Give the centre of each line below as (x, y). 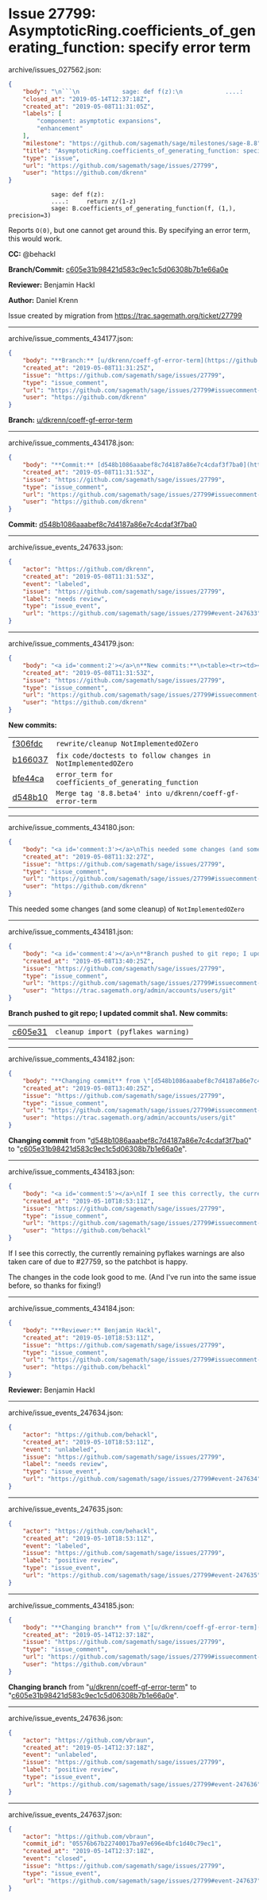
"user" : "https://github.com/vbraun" (85, 1665)
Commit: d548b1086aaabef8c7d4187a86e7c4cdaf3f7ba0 (103, 525)
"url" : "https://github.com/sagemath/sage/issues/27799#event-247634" (142, 1479)
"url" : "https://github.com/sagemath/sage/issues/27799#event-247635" (142, 1576)
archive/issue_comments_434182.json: (72, 1059)
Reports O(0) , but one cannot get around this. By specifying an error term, (130, 231)
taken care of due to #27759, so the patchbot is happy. (98, 1262)
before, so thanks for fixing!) (55, 1285)
